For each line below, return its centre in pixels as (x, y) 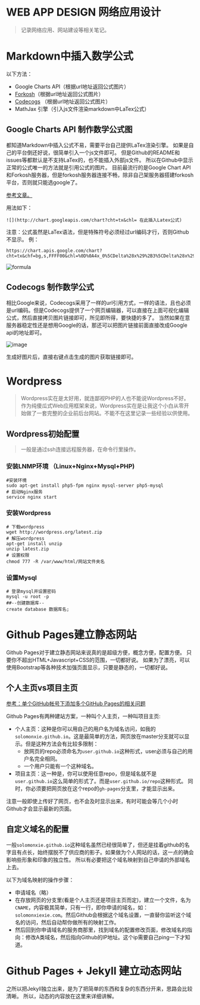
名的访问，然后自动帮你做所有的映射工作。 (67, 922)
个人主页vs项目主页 (42, 688)
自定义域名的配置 (37, 829)
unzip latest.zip (28, 549)
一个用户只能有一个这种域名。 (60, 766)
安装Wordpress (29, 513)
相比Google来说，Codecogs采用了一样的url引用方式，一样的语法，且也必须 (99, 302)
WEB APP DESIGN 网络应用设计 (84, 12)
